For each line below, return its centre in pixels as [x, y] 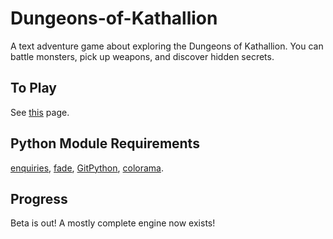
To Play [34, 88]
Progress [39, 198]
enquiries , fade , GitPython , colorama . [87, 168]
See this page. [40, 112]
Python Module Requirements [105, 143]
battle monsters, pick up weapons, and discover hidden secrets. [142, 56]
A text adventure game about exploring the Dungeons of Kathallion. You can [167, 46]
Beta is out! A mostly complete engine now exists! [113, 223]
